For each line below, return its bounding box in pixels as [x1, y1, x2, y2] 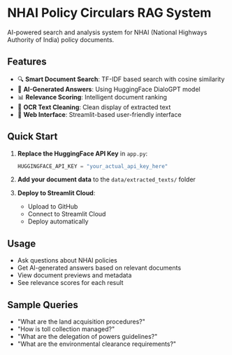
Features [7, 56, 47, 68]
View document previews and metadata [17, 271, 132, 279]
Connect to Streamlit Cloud [27, 210, 106, 218]
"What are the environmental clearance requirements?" [17, 340, 177, 348]
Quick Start [7, 131, 58, 143]
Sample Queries [7, 299, 79, 311]
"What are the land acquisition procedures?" [17, 317, 145, 326]
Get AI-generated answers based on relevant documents [17, 264, 182, 272]
